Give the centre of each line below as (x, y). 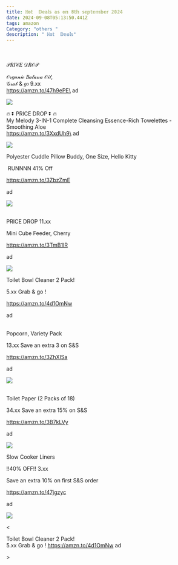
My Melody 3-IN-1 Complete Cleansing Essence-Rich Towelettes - (89, 121)
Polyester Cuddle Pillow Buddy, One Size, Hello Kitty (72, 157)
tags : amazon (23, 23)
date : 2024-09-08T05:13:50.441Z (47, 18)
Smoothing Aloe (26, 127)
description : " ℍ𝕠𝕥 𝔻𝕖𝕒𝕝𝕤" (41, 35)
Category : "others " (32, 29)
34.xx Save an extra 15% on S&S (47, 410)
